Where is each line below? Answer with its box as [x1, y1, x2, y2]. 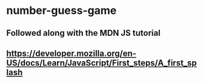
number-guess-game [6, 4, 117, 18]
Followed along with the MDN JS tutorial [6, 28, 161, 38]
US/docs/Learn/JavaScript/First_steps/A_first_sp [6, 58, 197, 68]
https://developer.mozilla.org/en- [6, 48, 136, 58]
